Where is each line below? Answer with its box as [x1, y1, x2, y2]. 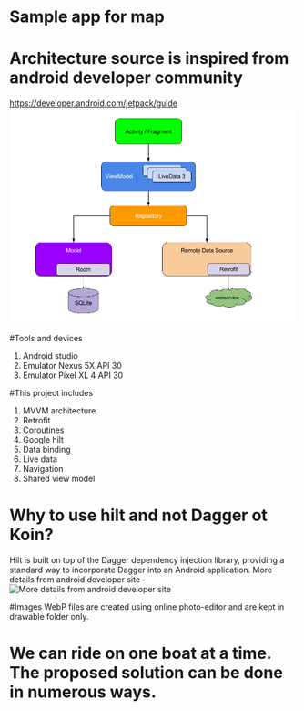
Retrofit [22, 415, 51, 426]
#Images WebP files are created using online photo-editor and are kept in [9, 601, 285, 612]
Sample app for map [9, 6, 166, 27]
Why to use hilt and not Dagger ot [9, 505, 269, 526]
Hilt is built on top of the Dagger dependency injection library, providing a [9, 555, 285, 566]
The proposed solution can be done [9, 663, 284, 684]
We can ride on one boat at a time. [9, 643, 272, 664]
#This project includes [9, 388, 94, 399]
